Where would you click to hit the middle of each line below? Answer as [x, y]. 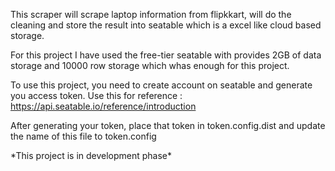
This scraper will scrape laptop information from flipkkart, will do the [151, 14]
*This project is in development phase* [91, 155]
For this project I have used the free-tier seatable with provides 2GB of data [166, 55]
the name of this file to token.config [83, 136]
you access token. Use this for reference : [96, 95]
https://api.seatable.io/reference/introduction [103, 106]
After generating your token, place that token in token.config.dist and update [168, 125]
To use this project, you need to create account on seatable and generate [161, 85]
